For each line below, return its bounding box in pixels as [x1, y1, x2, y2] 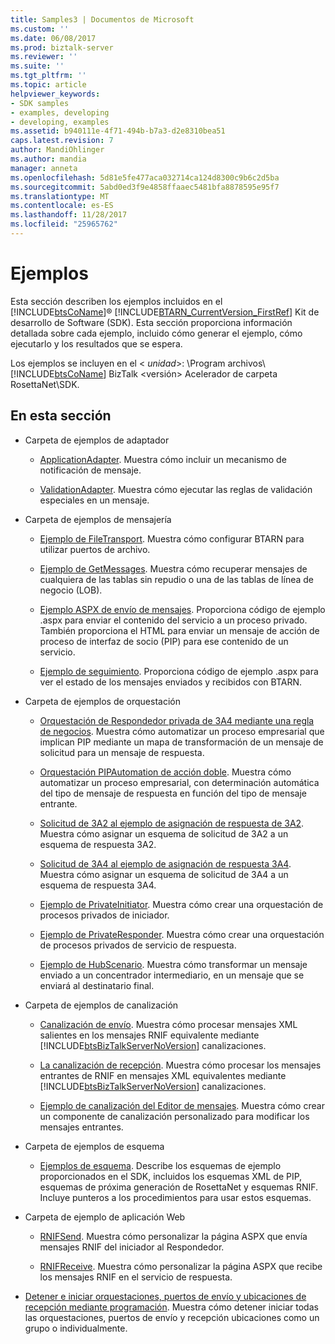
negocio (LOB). [39, 584, 103, 596]
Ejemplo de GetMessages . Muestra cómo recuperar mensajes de [39, 562, 308, 575]
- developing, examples [10, 117, 110, 127]
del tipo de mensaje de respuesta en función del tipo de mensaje [39, 787, 307, 799]
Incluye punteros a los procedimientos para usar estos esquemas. [39, 1191, 312, 1203]
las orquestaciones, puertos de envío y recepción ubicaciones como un [24, 1311, 320, 1323]
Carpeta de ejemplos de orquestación [24, 695, 181, 707]
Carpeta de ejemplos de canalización [24, 999, 179, 1011]
